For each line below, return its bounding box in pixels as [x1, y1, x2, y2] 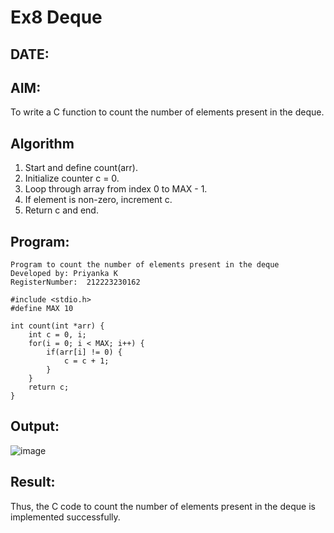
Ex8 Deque [10, 6, 103, 29]
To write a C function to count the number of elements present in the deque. [10, 106, 325, 118]
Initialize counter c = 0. [24, 172, 120, 185]
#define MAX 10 [10, 304, 74, 314]
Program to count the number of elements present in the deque [10, 260, 280, 270]
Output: [10, 418, 60, 435]
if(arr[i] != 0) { [46, 347, 123, 358]
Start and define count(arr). [24, 162, 139, 174]
